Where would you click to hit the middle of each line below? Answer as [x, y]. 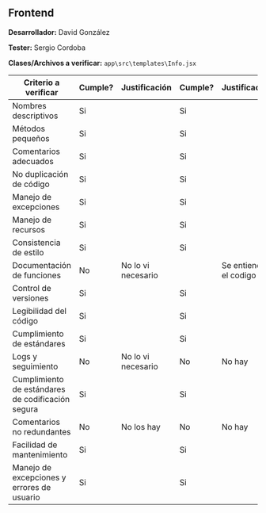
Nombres [29, 105]
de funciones [37, 275]
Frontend [31, 13]
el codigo [239, 275]
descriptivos [35, 116]
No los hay [141, 427]
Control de [32, 288]
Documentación [42, 265]
